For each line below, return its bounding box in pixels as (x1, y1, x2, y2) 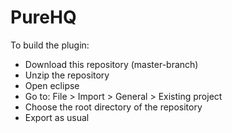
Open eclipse (24, 79, 80, 91)
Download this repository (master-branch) (24, 58, 199, 70)
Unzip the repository (24, 69, 110, 81)
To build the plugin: (10, 39, 90, 51)
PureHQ (10, 6, 77, 29)
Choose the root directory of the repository (24, 101, 203, 113)
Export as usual (24, 111, 90, 123)
